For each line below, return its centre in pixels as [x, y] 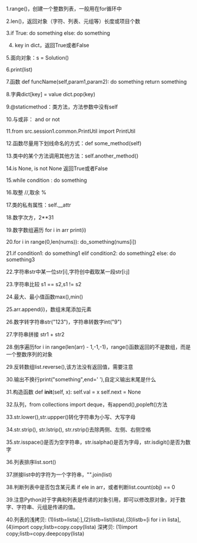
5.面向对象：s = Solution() [38, 58]
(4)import [18, 527]
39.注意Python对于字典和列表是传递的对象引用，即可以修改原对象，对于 [93, 500]
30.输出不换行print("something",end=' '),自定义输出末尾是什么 [81, 379]
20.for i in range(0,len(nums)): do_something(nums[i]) [71, 242]
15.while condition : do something [46, 180]
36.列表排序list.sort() [31, 462]
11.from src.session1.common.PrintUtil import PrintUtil [71, 131]
